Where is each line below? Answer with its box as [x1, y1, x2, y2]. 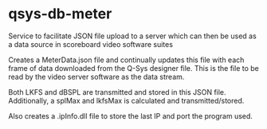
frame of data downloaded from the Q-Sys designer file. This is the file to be [8, 63, 259, 72]
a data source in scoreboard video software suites [8, 39, 174, 49]
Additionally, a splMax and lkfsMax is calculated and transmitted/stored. [8, 96, 245, 105]
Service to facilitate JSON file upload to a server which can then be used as [8, 31, 257, 41]
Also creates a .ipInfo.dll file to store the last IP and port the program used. [8, 111, 253, 120]
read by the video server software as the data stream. [8, 72, 185, 81]
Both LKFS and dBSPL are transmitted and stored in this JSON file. [8, 87, 226, 96]
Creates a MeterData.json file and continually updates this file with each [8, 55, 245, 64]
